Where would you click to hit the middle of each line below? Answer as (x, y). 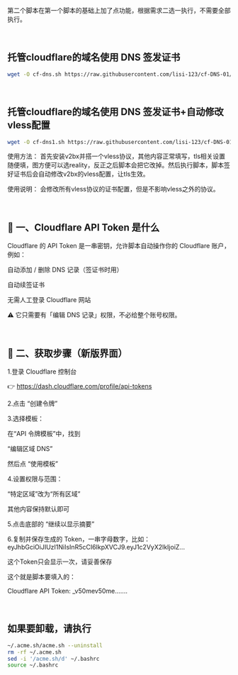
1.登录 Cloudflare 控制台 (42, 372)
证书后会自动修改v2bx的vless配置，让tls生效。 (81, 174)
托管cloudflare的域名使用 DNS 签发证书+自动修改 (116, 112)
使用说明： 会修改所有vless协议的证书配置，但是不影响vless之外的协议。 (113, 189)
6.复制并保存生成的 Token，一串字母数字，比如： (79, 539)
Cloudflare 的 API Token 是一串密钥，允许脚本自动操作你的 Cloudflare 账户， (119, 246)
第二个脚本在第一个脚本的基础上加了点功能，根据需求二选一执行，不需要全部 (119, 10)
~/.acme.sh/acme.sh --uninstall (55, 645)
